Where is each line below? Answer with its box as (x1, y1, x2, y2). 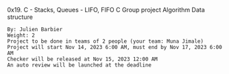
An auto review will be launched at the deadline (7, 62, 152, 69)
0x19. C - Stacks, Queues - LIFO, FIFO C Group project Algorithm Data (7, 6, 206, 14)
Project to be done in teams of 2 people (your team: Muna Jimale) (7, 38, 204, 45)
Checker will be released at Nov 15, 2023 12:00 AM (7, 56, 158, 62)
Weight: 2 (7, 32, 36, 39)
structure (7, 13, 33, 21)
